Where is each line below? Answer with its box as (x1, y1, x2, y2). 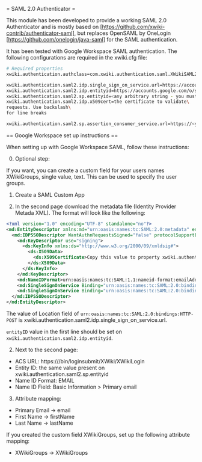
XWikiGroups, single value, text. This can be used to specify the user (6, 173, 177, 180)
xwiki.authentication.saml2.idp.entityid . (6, 334, 113, 342)
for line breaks (6, 110, 47, 116)
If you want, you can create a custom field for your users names (6, 167, 165, 174)
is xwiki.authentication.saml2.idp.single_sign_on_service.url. (18, 316, 167, 324)
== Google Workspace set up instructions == (6, 132, 118, 139)
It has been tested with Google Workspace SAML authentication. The (6, 48, 177, 55)
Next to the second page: (14, 346, 78, 353)
